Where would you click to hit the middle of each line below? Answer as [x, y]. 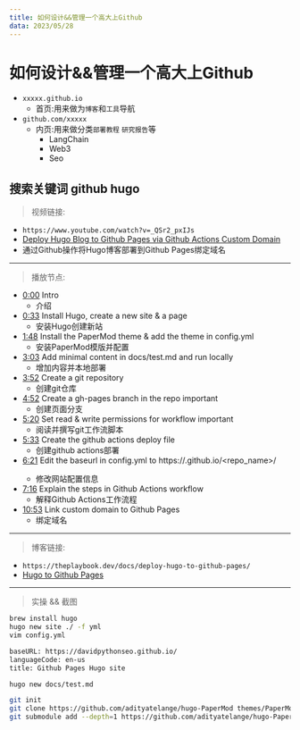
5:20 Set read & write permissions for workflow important [128, 419]
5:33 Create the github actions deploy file [99, 440]
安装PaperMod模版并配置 [82, 347]
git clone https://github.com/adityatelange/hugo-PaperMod [121, 709]
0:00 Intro [41, 295]
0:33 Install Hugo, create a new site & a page [104, 316]
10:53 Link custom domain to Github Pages [101, 509]
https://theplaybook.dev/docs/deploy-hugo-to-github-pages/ [136, 566]
